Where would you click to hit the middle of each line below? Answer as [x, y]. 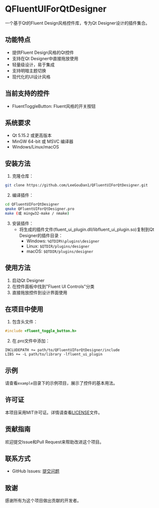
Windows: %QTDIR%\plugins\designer [63, 241]
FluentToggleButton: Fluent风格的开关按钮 [54, 106]
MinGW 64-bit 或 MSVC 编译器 [43, 141]
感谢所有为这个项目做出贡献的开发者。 [43, 501]
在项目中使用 [24, 309]
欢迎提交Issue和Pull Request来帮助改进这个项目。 [54, 442]
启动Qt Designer [28, 280]
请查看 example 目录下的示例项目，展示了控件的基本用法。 [61, 383]
